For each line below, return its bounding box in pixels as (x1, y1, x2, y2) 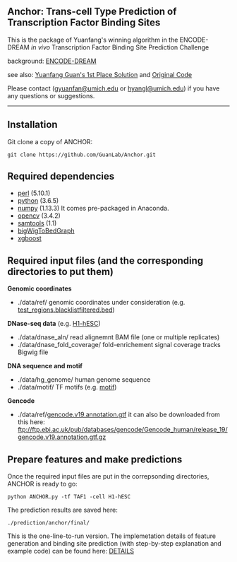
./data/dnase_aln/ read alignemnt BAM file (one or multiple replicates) (17, 333, 220, 341)
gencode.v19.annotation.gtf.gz (17, 433, 107, 441)
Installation (7, 119, 58, 131)
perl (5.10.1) (17, 189, 51, 197)
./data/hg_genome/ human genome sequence (17, 375, 151, 384)
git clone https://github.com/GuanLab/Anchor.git (7, 151, 157, 158)
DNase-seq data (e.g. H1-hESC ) (7, 320, 101, 328)
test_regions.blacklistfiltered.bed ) (17, 305, 115, 314)
